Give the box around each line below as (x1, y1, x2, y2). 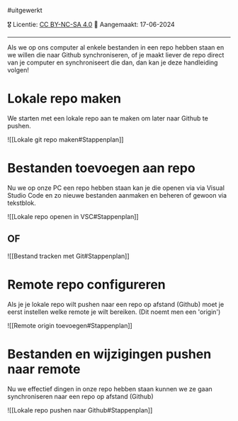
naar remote (7, 361, 81, 377)
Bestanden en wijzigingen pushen (7, 346, 212, 362)
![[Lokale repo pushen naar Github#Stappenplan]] (7, 405, 153, 414)
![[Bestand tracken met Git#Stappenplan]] (7, 252, 130, 260)
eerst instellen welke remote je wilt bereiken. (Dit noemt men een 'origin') (7, 308, 221, 316)
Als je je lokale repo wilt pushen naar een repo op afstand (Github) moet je (7, 300, 225, 308)
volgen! (7, 66, 30, 74)
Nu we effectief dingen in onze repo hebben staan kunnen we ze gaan (7, 384, 212, 393)
